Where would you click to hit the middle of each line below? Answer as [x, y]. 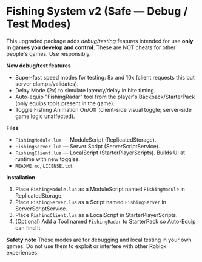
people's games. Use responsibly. [49, 53]
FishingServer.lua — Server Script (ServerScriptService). [87, 146]
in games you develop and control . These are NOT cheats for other [91, 47]
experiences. [23, 252]
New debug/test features [39, 66]
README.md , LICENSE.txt [44, 165]
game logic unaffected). [45, 116]
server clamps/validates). [47, 84]
